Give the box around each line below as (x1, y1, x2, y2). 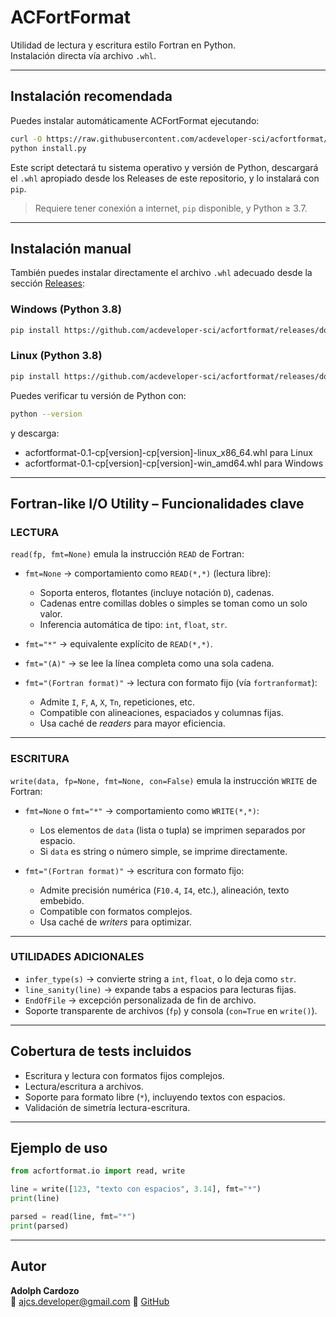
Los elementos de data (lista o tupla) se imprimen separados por (39, 824, 306, 836)
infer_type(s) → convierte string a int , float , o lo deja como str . (24, 972, 297, 985)
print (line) (10, 1194, 60, 1204)
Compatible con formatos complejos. (39, 905, 193, 917)
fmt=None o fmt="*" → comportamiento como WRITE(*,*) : (24, 804, 260, 816)
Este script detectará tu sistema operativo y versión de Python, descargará (10, 161, 319, 173)
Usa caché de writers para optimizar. (39, 916, 192, 928)
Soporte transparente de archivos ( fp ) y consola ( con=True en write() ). (24, 1004, 318, 1016)
